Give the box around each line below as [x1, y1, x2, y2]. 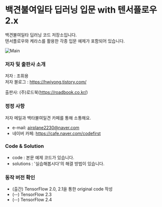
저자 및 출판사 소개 [5, 61, 46, 67]
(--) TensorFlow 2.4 [12, 197, 52, 203]
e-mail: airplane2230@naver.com [12, 124, 80, 130]
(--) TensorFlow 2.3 [12, 191, 52, 198]
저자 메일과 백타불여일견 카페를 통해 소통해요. [5, 115, 91, 121]
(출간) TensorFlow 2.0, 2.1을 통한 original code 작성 [12, 186, 113, 192]
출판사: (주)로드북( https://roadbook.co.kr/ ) [5, 89, 88, 95]
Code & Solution [5, 143, 44, 149]
